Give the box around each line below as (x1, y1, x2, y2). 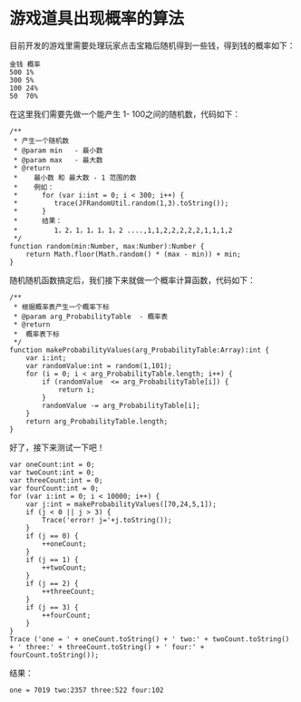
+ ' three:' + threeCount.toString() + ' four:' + (9, 642, 205, 651)
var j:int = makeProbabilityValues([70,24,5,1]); (25, 500, 218, 509)
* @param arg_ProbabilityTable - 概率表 (13, 312, 169, 321)
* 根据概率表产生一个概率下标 (13, 302, 111, 311)
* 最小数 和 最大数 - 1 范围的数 (13, 173, 137, 182)
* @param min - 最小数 (13, 146, 103, 155)
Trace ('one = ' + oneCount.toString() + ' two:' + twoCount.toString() (9, 634, 290, 644)
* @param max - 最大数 (13, 155, 103, 164)
